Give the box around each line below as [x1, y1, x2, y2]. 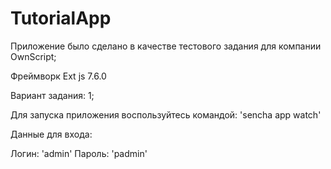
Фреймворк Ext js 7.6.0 [10, 70, 107, 82]
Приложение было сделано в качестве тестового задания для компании [10, 40, 322, 52]
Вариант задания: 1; [10, 89, 95, 101]
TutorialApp [10, 7, 112, 30]
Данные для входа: [10, 128, 93, 140]
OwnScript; [10, 50, 57, 62]
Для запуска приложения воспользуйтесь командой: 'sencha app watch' [10, 108, 322, 121]
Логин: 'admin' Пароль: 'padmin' [10, 147, 148, 159]
